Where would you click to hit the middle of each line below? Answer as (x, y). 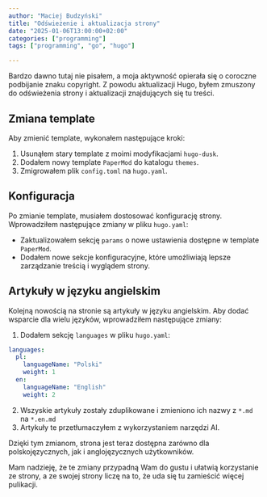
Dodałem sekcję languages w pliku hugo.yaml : (95, 335)
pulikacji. (23, 484)
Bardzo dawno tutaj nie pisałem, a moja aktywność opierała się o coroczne (132, 76)
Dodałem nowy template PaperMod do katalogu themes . (109, 162)
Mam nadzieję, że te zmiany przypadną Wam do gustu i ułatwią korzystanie (133, 467)
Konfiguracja (42, 196)
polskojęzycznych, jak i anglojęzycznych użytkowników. (101, 451)
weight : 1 (40, 373)
